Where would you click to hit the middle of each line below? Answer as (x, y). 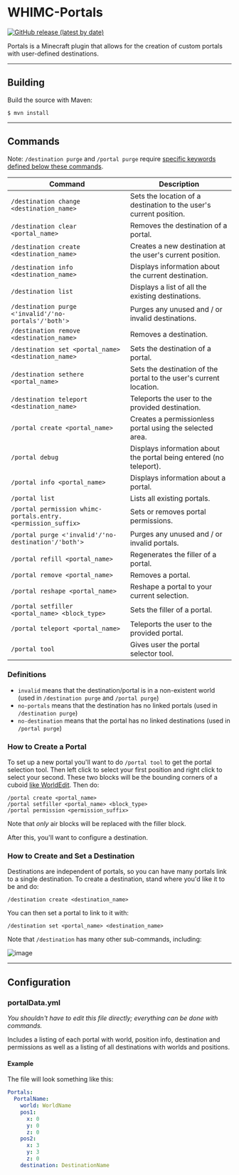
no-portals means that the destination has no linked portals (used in (118, 705)
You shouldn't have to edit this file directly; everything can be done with (113, 1018)
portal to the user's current (175, 377)
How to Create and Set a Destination (71, 856)
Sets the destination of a (171, 348)
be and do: (23, 887)
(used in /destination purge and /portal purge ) (88, 698)
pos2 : (28, 1139)
